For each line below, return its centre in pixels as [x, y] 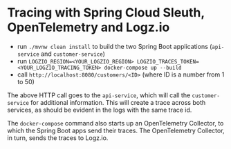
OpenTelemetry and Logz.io [89, 27]
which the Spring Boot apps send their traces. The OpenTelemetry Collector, [116, 130]
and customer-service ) [73, 54]
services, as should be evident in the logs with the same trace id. [100, 110]
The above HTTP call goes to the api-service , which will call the [99, 95]
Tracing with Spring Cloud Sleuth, [106, 13]
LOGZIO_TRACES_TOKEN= [168, 61]
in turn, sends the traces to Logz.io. [58, 138]
